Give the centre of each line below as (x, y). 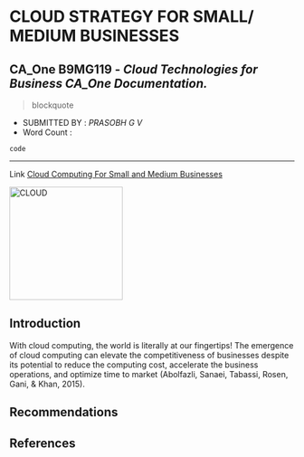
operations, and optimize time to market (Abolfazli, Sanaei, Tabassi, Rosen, (149, 374)
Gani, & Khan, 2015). (47, 384)
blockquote (52, 105)
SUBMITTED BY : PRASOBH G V (82, 123)
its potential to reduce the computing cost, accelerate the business (134, 365)
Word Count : (47, 132)
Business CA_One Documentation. (109, 83)
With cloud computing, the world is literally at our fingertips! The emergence (152, 345)
